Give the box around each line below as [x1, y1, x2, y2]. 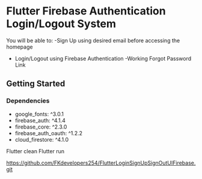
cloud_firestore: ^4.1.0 [14, 136, 69, 143]
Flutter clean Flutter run [6, 147, 65, 154]
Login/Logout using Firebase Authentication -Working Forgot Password [14, 55, 192, 62]
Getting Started [6, 79, 66, 89]
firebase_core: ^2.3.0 [14, 123, 67, 130]
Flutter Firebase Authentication [6, 4, 167, 18]
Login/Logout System [6, 17, 116, 31]
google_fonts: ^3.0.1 [14, 110, 64, 118]
